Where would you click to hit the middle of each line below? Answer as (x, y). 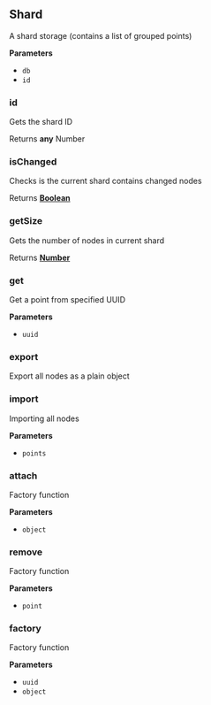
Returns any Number (47, 139)
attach (23, 475)
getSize (26, 221)
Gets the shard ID (41, 122)
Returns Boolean (40, 198)
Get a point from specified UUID (68, 299)
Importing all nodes (44, 418)
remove (26, 552)
